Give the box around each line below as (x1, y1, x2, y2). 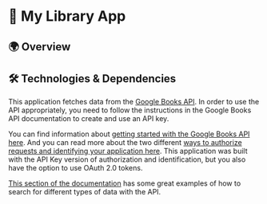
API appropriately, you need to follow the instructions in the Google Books (8, 105, 252, 115)
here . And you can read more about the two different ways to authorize (8, 138, 242, 147)
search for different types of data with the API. (8, 187, 161, 197)
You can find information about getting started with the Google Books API (8, 129, 250, 139)
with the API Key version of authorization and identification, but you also (8, 155, 246, 164)
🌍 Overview (8, 40, 71, 53)
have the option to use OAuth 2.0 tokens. (8, 163, 143, 173)
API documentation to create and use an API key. (8, 114, 169, 124)
